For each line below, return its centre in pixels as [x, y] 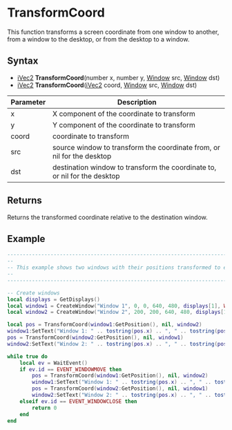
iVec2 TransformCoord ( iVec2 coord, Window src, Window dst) [107, 85]
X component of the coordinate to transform [124, 113]
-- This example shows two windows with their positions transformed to [114, 268]
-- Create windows [33, 293]
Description [137, 102]
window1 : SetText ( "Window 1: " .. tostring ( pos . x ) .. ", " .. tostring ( [113, 331]
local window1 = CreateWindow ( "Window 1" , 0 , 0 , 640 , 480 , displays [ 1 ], [114, 306]
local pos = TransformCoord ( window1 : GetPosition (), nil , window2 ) [105, 325]
